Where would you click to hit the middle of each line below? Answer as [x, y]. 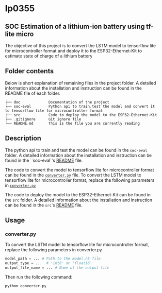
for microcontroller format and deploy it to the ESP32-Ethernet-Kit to [73, 51]
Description [23, 138]
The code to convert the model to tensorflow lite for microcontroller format [80, 170]
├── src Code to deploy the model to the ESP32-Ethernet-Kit [81, 115]
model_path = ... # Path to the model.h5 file [53, 259]
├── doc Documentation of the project [57, 102]
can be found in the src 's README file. [44, 205]
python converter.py [26, 286]
